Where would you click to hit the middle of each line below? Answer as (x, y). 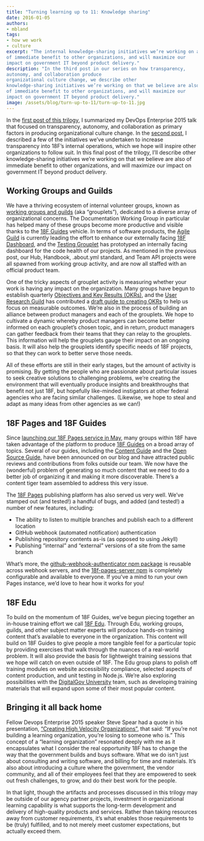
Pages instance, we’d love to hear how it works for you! (75, 583)
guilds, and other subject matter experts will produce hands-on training (95, 630)
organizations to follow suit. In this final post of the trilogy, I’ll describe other (101, 152)
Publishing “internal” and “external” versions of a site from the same (100, 545)
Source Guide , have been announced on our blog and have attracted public (100, 457)
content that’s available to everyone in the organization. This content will (97, 637)
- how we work (24, 40)
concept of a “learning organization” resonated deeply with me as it (91, 742)
